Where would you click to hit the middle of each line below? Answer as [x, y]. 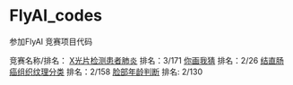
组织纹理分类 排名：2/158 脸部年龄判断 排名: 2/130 [110, 72]
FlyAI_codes [56, 16]
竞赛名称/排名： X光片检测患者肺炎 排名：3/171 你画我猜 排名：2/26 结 [139, 60]
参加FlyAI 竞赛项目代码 [51, 41]
